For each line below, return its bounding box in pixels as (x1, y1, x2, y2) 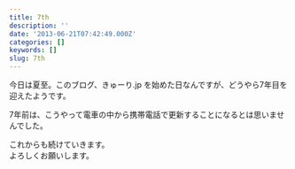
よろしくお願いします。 (9, 150, 95, 160)
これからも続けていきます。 (9, 139, 110, 150)
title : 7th (9, 12, 50, 22)
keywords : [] (9, 46, 58, 55)
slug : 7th (9, 54, 46, 63)
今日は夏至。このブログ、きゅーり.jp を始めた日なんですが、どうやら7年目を (9, 80, 288, 89)
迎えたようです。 (9, 90, 71, 101)
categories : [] (9, 37, 66, 47)
